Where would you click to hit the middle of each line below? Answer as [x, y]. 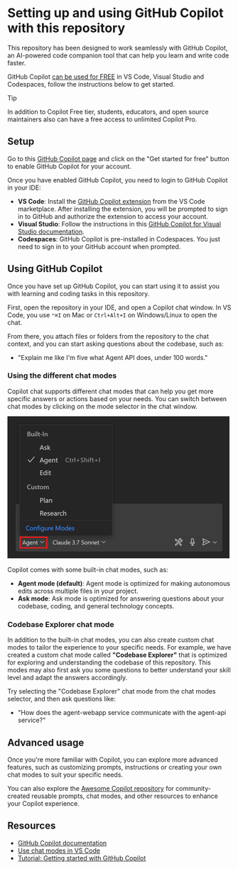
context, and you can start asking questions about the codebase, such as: [115, 344]
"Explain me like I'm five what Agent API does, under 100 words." [113, 357]
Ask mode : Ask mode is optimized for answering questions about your [121, 599]
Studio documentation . [51, 231]
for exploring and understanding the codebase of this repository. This [109, 662]
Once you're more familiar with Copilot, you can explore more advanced [113, 759]
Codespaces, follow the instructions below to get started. [91, 84]
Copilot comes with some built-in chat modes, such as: [88, 569]
